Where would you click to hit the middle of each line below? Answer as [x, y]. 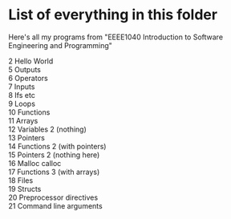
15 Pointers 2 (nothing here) [54, 155]
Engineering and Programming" [60, 45]
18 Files [21, 180]
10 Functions [29, 112]
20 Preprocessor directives [53, 197]
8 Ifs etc [22, 95]
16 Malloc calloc [35, 163]
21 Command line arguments [55, 205]
